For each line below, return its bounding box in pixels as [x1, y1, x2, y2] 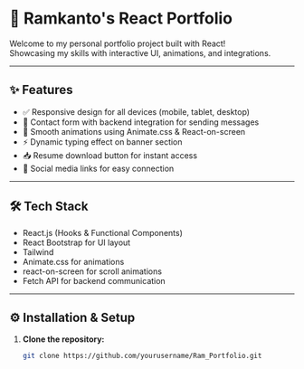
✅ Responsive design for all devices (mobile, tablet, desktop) [22, 106, 251, 117]
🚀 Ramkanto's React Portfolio [9, 8, 233, 29]
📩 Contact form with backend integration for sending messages [22, 117, 260, 128]
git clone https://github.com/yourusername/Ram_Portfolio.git [22, 352, 262, 361]
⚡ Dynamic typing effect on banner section [22, 136, 183, 147]
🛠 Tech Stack [9, 199, 89, 214]
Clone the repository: [22, 334, 105, 345]
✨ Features [9, 82, 73, 98]
